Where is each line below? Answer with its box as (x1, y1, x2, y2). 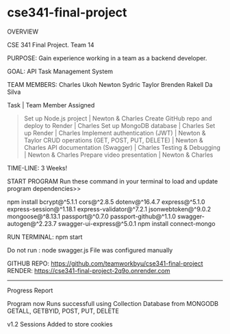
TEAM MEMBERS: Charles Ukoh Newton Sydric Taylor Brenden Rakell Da (7, 80, 214, 88)
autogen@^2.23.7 (7, 219, 57, 227)
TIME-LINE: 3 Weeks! (7, 164, 67, 172)
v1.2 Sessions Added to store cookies (7, 320, 113, 328)
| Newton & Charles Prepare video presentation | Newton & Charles (23, 151, 214, 159)
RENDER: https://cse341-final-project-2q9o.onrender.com (7, 266, 170, 274)
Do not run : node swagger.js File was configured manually (7, 246, 173, 254)
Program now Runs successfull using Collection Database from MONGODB (7, 299, 219, 307)
